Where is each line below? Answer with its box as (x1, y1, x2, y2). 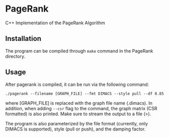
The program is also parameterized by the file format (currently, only (5, 120, 148, 126)
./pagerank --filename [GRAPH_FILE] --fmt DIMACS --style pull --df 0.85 (5, 91, 164, 96)
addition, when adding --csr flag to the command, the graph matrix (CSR (5, 105, 158, 111)
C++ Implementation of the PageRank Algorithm (5, 20, 105, 26)
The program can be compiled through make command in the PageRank (5, 48, 153, 54)
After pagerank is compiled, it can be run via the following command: (5, 81, 149, 87)
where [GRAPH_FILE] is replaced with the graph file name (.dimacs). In (5, 100, 153, 106)
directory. (5, 53, 25, 59)
